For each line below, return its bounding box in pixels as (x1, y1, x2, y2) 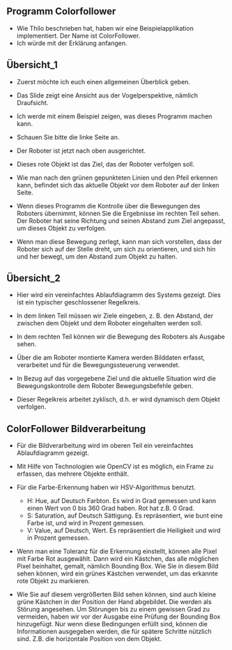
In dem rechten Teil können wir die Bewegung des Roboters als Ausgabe (16, 332, 226, 341)
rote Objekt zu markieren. (16, 577, 91, 585)
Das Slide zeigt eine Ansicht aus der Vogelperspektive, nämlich (16, 91, 198, 100)
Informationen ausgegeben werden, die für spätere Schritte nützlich (16, 627, 212, 636)
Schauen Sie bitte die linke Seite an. (16, 132, 120, 141)
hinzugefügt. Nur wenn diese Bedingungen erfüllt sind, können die (16, 620, 208, 628)
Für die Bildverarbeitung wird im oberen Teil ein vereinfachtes (16, 442, 194, 450)
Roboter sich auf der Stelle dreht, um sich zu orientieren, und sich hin (16, 245, 216, 253)
